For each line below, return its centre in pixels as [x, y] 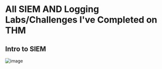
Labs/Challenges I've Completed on [81, 20]
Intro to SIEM [26, 49]
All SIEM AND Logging [52, 9]
